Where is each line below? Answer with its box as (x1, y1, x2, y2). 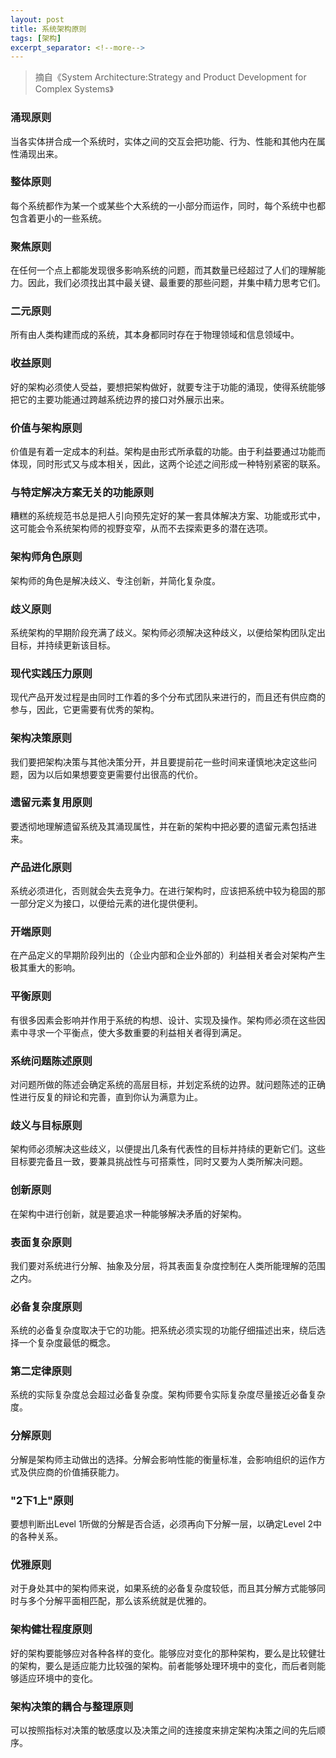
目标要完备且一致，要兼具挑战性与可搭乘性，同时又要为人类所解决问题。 (10, 1156, 308, 1168)
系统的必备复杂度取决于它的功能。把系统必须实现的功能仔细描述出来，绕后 (10, 1324, 317, 1336)
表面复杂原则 (10, 1235, 73, 1249)
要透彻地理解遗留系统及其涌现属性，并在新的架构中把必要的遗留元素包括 (10, 820, 308, 832)
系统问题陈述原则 (10, 1054, 93, 1068)
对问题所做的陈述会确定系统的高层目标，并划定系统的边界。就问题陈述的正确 (10, 1079, 326, 1090)
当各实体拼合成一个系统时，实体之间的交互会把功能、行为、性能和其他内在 (10, 135, 317, 147)
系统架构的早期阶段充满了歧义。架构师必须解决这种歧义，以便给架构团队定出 (10, 626, 326, 638)
